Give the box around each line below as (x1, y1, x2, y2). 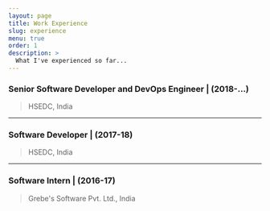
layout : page (8, 11, 52, 20)
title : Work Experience (8, 19, 88, 27)
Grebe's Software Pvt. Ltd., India (27, 193, 136, 203)
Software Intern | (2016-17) (8, 175, 116, 186)
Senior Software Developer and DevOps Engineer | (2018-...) (8, 83, 249, 94)
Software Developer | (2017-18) (8, 130, 133, 141)
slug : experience (8, 27, 67, 35)
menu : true (8, 34, 45, 43)
